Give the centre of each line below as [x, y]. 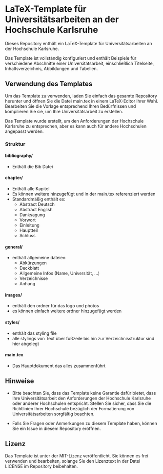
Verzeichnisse [33, 278]
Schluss [27, 236]
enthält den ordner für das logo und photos [55, 306]
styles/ [12, 323]
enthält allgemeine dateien [39, 258]
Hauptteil [29, 230]
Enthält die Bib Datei [32, 166]
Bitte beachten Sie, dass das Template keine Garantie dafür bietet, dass [84, 393]
